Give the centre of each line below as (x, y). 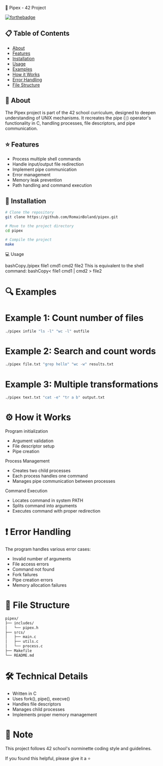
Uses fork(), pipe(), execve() (41, 698)
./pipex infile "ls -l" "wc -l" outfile (47, 331)
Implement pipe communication (44, 169)
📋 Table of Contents (38, 34)
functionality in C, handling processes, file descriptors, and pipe (70, 123)
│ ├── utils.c (22, 642)
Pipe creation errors (33, 580)
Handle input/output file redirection (48, 164)
